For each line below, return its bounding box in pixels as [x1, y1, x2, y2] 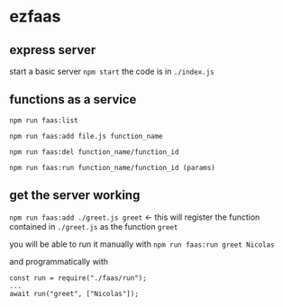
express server [9, 42, 96, 58]
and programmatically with [9, 256, 109, 266]
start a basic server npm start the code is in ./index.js [9, 66, 215, 77]
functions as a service [9, 92, 137, 107]
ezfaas [9, 6, 61, 27]
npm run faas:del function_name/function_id [9, 147, 179, 157]
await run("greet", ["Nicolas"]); [9, 289, 140, 298]
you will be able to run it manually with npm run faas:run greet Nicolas [9, 239, 275, 249]
